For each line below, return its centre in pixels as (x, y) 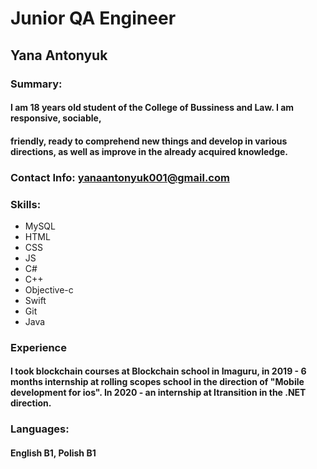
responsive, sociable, (56, 118)
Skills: (26, 204)
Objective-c (49, 289)
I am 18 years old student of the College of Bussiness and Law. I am (152, 108)
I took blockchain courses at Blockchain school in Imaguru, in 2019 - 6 (158, 371)
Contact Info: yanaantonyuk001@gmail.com (120, 177)
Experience (38, 347)
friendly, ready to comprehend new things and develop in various (149, 141)
